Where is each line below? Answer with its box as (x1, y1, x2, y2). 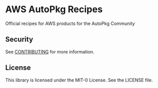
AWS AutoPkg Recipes (5, 4, 103, 15)
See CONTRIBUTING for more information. (5, 48, 95, 54)
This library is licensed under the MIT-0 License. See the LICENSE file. (5, 77, 153, 83)
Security (5, 35, 33, 44)
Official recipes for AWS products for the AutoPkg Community (5, 20, 135, 26)
